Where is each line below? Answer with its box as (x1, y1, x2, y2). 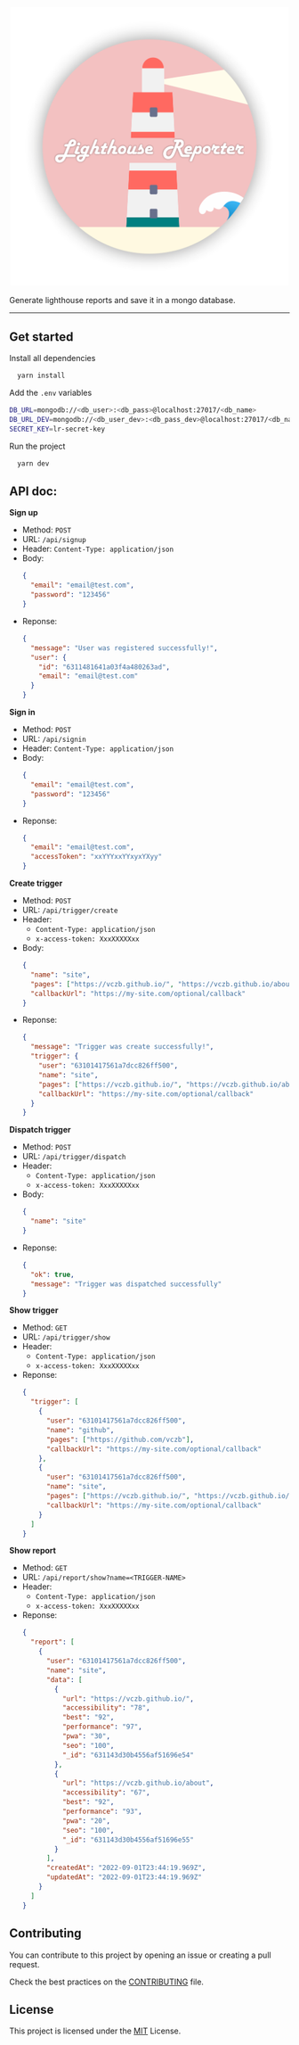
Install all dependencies (9, 353, 96, 364)
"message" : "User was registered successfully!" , (30, 643, 218, 653)
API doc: (9, 484, 58, 499)
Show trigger (9, 1305, 59, 1315)
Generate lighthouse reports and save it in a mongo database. (9, 295, 236, 306)
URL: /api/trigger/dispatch (21, 1151, 126, 1162)
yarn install (17, 371, 66, 381)
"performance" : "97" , (61, 1722, 142, 1732)
